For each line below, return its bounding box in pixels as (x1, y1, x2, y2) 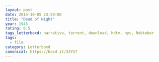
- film (10, 40, 24, 45)
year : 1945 (5, 21, 28, 26)
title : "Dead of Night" (5, 16, 55, 21)
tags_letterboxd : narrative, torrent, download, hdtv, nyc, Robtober (5, 30, 154, 35)
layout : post (5, 7, 33, 12)
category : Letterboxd (5, 44, 51, 49)
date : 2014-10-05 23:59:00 (5, 12, 62, 17)
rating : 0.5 (5, 26, 30, 31)
